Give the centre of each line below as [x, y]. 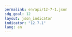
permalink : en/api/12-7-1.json [36, 9]
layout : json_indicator [29, 18]
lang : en [13, 27]
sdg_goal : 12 [18, 14]
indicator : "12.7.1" [25, 23]
